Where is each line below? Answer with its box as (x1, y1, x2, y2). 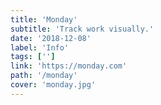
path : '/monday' (10, 71, 78, 81)
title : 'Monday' (10, 14, 78, 25)
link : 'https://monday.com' (10, 61, 128, 71)
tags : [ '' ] (10, 52, 56, 62)
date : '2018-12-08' (10, 33, 92, 43)
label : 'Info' (10, 42, 70, 53)
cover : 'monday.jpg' (10, 80, 97, 90)
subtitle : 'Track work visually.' (10, 24, 155, 34)
